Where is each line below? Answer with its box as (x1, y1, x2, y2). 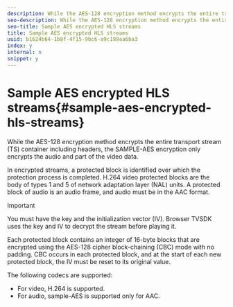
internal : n (7, 49, 42, 56)
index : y (7, 42, 33, 49)
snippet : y (7, 55, 39, 62)
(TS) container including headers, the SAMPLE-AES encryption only (7, 145, 201, 153)
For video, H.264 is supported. (17, 284, 105, 292)
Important (7, 201, 35, 209)
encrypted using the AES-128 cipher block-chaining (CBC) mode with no (7, 243, 215, 251)
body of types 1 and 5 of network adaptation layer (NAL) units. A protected (7, 180, 221, 188)
